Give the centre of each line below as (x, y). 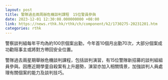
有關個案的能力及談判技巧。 (38, 72)
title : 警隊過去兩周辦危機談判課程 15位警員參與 (51, 14)
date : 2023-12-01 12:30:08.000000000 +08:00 (52, 19)
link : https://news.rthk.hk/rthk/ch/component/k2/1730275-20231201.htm (81, 24)
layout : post (19, 10)
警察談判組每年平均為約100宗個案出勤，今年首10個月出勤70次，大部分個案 (82, 43)
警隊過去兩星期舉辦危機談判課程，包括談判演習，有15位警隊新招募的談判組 (82, 60)
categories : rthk (23, 28)
